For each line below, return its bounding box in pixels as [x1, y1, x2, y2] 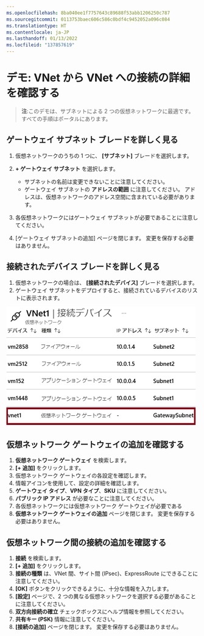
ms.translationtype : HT [6, 23, 67, 29]
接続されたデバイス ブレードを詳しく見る [6, 262, 160, 272]
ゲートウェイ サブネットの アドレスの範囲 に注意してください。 [24, 185, 184, 193]
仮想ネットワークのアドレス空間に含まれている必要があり [45, 193, 190, 201]
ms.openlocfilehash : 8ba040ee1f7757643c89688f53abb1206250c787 [6, 10, 171, 16]
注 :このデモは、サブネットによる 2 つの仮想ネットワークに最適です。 [21, 107, 194, 115]
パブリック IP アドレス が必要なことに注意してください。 [15, 495, 158, 502]
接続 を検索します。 [15, 555, 65, 562]
